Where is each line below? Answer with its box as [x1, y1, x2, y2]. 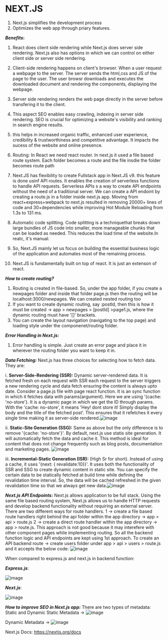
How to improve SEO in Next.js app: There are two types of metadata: [5, 604, 151, 610]
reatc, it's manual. [12, 235, 50, 241]
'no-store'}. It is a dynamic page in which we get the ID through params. [5, 399, 154, 405]
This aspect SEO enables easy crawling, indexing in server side [12, 111, 144, 117]
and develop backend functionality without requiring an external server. [5, 503, 153, 509]
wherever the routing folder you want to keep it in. [12, 347, 116, 353]
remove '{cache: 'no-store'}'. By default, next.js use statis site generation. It [5, 430, 161, 436]
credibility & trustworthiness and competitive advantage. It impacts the [12, 137, 159, 143]
